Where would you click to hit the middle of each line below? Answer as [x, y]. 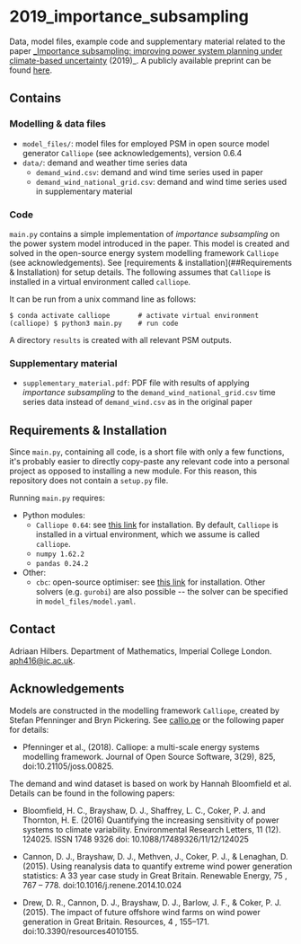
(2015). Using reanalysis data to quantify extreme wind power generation [157, 866]
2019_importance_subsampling [129, 17]
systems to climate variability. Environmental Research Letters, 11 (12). [151, 829]
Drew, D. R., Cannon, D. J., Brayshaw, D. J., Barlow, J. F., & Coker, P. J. [152, 902]
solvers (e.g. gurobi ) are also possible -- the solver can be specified [162, 592]
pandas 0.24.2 [62, 564]
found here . [31, 70]
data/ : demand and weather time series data [105, 163]
